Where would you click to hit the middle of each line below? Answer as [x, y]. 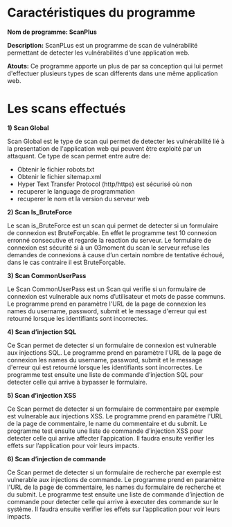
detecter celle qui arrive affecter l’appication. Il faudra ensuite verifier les [111, 438]
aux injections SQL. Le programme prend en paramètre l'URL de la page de [114, 352]
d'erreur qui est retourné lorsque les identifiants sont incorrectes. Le [105, 367]
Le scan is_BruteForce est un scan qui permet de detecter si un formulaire [113, 225]
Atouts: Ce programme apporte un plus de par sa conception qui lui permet [115, 66]
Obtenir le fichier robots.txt [56, 169]
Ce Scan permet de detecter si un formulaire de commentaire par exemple [113, 409]
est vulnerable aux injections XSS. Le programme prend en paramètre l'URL [115, 416]
